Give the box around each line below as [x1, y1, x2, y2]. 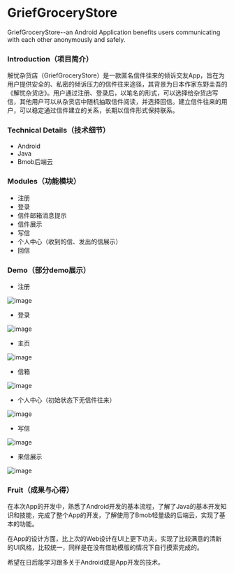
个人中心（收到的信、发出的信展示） [17, 237, 122, 246]
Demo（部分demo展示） [7, 265, 91, 275]
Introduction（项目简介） [7, 54, 93, 64]
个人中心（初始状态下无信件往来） [17, 396, 116, 404]
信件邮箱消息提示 [17, 211, 67, 219]
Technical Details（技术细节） [7, 126, 110, 135]
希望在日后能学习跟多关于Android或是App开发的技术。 [7, 558, 164, 567]
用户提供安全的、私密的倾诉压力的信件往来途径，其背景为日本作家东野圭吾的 [7, 80, 228, 89]
